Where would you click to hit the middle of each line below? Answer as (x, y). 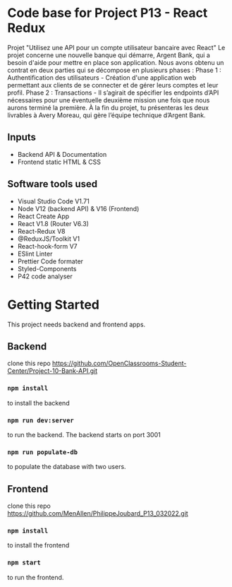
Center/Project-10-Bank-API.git (53, 371)
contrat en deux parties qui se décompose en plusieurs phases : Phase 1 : (115, 70)
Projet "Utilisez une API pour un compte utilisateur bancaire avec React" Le (116, 47)
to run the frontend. (36, 577)
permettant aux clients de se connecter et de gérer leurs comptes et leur (113, 85)
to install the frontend (38, 545)
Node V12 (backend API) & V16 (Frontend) (78, 208)
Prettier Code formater (50, 261)
